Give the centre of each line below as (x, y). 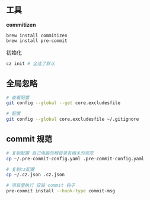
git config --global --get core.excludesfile (63, 103)
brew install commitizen (37, 36)
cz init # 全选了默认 (31, 63)
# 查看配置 (18, 98)
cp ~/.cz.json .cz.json (36, 175)
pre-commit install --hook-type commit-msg (61, 191)
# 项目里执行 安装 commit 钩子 (41, 186)
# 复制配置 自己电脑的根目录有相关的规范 (50, 153)
